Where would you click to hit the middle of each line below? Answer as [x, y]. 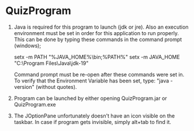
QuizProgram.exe [35, 104]
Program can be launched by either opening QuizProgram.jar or [90, 98]
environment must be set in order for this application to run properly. [96, 33]
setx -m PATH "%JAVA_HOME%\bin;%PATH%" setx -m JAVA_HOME [97, 57]
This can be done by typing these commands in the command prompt [98, 39]
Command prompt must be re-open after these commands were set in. [99, 74]
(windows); [27, 46]
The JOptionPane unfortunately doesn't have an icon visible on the [94, 116]
